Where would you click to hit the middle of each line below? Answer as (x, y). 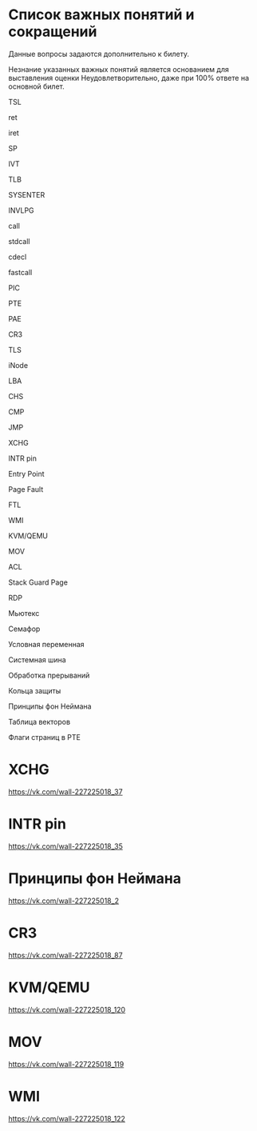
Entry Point (27, 474)
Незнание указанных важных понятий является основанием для (119, 69)
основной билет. (37, 86)
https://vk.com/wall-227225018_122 (67, 1118)
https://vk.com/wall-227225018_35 (66, 846)
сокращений (53, 32)
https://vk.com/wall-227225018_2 (64, 901)
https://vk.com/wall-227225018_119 (66, 1064)
